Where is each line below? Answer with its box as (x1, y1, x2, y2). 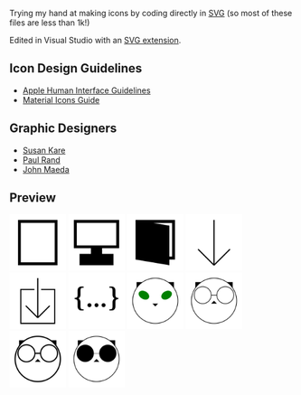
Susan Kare (22, 145, 66, 155)
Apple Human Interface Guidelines (22, 85, 151, 96)
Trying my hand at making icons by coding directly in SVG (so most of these (9, 8, 293, 18)
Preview (9, 190, 57, 206)
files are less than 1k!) (9, 17, 90, 28)
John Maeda (22, 164, 70, 174)
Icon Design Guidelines (9, 61, 143, 76)
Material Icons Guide (22, 94, 100, 105)
